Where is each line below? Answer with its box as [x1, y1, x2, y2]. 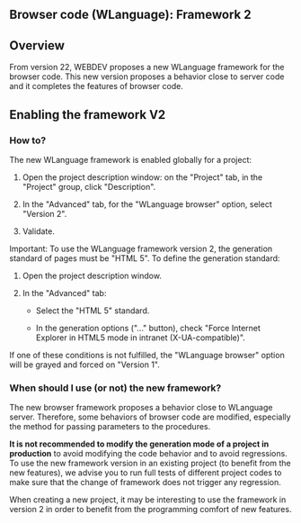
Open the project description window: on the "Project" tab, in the [22, 171, 263, 183]
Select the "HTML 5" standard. [35, 305, 150, 316]
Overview [9, 38, 66, 53]
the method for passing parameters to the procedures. [9, 421, 211, 432]
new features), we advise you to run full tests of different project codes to [9, 467, 282, 478]
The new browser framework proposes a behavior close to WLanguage [9, 402, 273, 413]
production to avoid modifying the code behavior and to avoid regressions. [9, 448, 288, 459]
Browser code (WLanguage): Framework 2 [9, 7, 252, 23]
